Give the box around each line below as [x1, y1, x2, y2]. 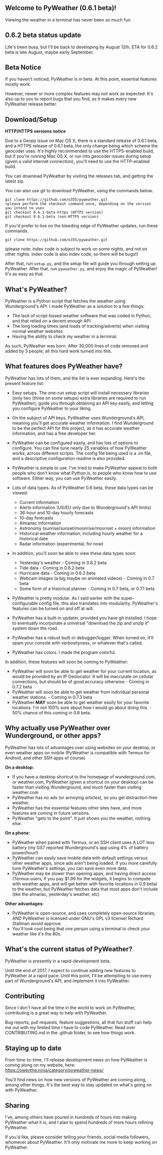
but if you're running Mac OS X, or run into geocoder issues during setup [5, 153, 151, 159]
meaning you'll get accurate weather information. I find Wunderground [12, 420, 154, 426]
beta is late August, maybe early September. [5, 49, 94, 55]
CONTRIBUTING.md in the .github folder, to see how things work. [5, 1030, 136, 1036]
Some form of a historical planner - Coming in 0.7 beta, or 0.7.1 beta [19, 586, 155, 591]
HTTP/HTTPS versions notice [5, 128, 66, 134]
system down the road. [12, 625, 58, 631]
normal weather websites [12, 328, 63, 334]
